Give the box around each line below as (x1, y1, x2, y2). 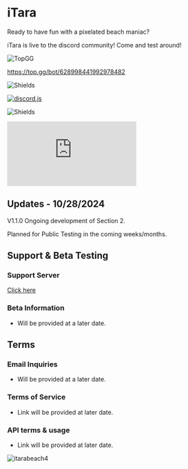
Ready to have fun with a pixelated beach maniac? (7, 28, 150, 36)
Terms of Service (7, 393, 66, 402)
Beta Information (7, 303, 65, 313)
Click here (7, 286, 36, 294)
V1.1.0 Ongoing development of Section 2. (7, 216, 126, 225)
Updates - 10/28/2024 (7, 198, 105, 210)
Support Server (7, 271, 60, 280)
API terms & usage (7, 425, 70, 435)
